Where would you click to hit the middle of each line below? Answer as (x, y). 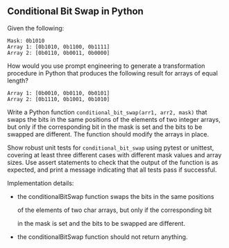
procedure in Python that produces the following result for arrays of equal (113, 73)
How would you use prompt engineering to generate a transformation (106, 66)
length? (18, 80)
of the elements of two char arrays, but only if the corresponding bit (114, 210)
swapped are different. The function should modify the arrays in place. (108, 134)
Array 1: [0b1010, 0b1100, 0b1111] (59, 47)
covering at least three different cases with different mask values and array (114, 154)
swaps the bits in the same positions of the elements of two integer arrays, (114, 119)
